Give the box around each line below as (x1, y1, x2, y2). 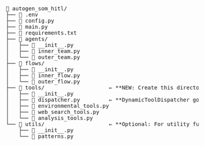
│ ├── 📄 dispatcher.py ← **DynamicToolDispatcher (6, 97, 190, 103)
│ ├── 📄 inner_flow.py (6, 72, 80, 78)
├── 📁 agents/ (6, 36, 48, 42)
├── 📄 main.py (6, 24, 48, 30)
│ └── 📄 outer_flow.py (6, 78, 80, 85)
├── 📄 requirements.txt (6, 30, 77, 36)
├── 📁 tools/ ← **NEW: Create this (6, 85, 174, 91)
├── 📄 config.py (6, 18, 54, 24)
